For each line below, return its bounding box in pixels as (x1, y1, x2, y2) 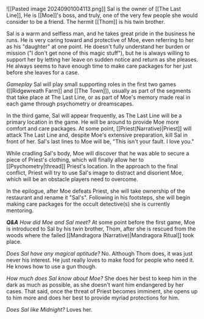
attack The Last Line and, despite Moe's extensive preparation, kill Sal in (6, 131, 188, 138)
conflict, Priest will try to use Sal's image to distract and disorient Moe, (6, 169, 184, 176)
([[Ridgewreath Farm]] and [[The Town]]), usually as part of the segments (6, 87, 191, 94)
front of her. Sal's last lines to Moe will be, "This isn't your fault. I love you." (6, 138, 194, 145)
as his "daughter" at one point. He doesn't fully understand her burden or (6, 43, 191, 50)
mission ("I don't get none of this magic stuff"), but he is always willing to (6, 49, 190, 57)
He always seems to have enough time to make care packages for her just (6, 62, 192, 70)
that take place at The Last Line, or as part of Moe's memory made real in (6, 94, 191, 101)
